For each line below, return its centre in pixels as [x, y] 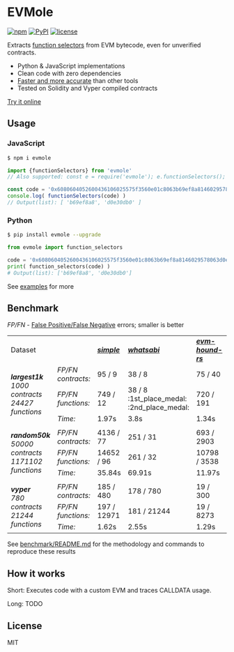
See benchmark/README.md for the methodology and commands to [106, 544]
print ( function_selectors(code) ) [59, 266]
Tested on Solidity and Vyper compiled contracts [87, 88]
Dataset [23, 350]
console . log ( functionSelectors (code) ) [67, 196]
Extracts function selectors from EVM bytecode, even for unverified [104, 45]
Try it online [24, 101]
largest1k [27, 377]
